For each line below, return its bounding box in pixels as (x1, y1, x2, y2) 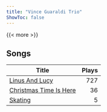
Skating (9, 96, 31, 104)
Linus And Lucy (9, 76, 53, 85)
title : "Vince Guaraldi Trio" (6, 8, 83, 15)
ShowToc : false (6, 14, 45, 20)
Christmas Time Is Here (9, 86, 76, 95)
